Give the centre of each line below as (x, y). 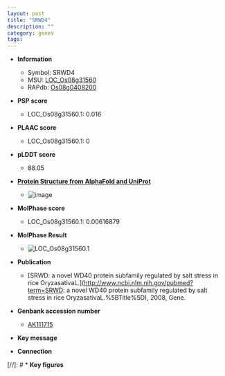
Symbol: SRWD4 (51, 73)
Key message (37, 338)
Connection (34, 352)
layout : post (26, 14)
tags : (15, 40)
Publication (34, 262)
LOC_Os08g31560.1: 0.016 (64, 114)
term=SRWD (45, 290)
